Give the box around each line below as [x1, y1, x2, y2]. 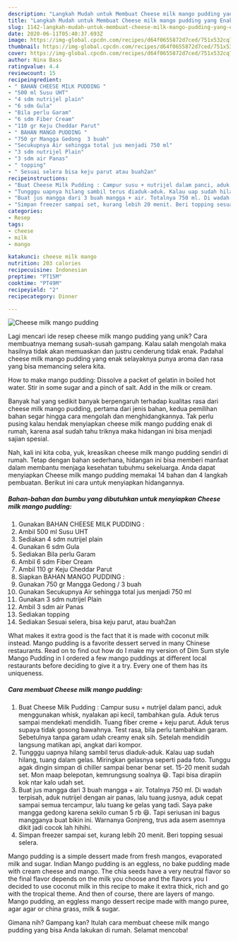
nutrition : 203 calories [8, 260, 81, 267]
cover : [8, 50, 28, 57]
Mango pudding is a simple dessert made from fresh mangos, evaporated [8, 852, 222, 860]
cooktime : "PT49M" [8, 279, 62, 287]
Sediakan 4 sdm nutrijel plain [18, 535, 103, 543]
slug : [8, 23, 24, 30]
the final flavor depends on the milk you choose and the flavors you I [8, 874, 208, 883]
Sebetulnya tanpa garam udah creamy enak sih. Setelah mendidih [18, 733, 210, 741]
